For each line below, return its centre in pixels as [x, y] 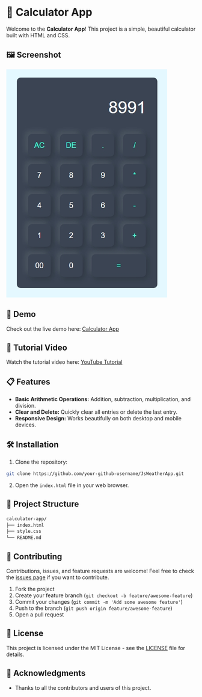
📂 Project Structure [43, 504]
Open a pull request [39, 615]
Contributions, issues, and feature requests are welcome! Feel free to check [100, 571]
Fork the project [35, 589]
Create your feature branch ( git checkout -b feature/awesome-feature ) [104, 595]
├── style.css [24, 532]
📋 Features [28, 382]
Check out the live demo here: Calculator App [63, 329]
